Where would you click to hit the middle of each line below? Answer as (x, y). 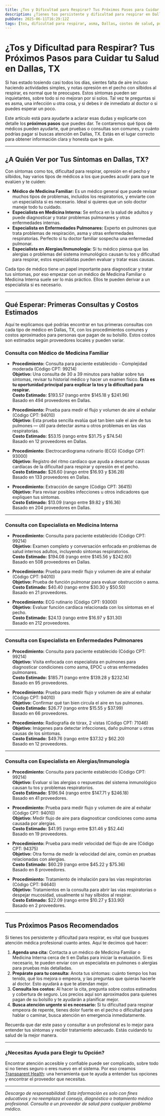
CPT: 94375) (25, 849)
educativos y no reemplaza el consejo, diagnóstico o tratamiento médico (79, 1099)
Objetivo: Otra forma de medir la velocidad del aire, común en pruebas (84, 854)
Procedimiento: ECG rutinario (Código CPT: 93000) (65, 602)
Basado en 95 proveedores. (40, 683)
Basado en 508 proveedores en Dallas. (51, 562)
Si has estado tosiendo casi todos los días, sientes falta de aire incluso (77, 82)
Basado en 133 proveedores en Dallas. (51, 477)
